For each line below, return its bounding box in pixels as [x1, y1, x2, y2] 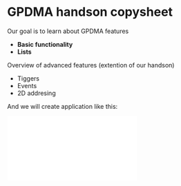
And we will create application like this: [7, 102, 118, 110]
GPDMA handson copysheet [7, 4, 173, 20]
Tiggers [17, 74, 40, 83]
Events [17, 81, 37, 90]
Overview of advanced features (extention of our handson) [7, 61, 175, 69]
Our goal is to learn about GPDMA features [7, 27, 129, 35]
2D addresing [17, 89, 57, 97]
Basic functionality [17, 40, 73, 48]
